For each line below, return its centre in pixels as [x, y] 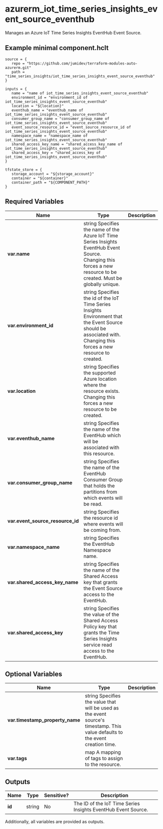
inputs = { [16, 89]
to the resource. [103, 764]
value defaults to [104, 732]
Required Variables [34, 202]
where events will [103, 524]
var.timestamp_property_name [44, 720]
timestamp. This [103, 726]
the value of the [101, 614]
